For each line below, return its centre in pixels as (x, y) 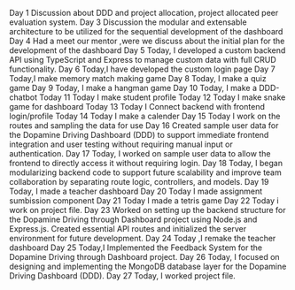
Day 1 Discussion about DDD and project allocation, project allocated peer (144, 13)
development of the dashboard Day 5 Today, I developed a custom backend (147, 50)
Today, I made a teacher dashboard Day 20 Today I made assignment (136, 191)
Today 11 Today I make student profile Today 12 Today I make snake (163, 97)
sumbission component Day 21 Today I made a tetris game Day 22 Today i (144, 201)
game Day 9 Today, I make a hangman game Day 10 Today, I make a (133, 88)
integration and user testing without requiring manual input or (121, 144)
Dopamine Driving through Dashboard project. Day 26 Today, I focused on (145, 257)
